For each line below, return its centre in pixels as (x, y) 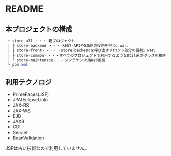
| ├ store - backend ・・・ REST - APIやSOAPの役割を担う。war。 (69, 46)
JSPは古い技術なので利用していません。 (47, 148)
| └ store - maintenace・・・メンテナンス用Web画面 (56, 60)
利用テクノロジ (28, 82)
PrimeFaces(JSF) (31, 94)
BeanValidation (28, 138)
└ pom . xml (18, 65)
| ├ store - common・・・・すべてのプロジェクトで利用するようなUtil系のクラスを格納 (87, 55)
